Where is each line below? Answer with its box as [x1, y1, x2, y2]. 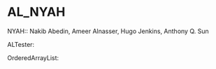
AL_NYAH [7, 4, 66, 20]
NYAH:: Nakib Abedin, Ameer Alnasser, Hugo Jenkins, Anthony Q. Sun [7, 27, 210, 35]
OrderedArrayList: [7, 53, 59, 62]
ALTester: [7, 40, 35, 48]
